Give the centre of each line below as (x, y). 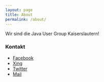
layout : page (19, 10)
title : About (19, 15)
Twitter (20, 68)
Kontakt (15, 47)
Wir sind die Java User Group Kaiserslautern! (52, 34)
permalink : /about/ (26, 19)
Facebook (23, 58)
